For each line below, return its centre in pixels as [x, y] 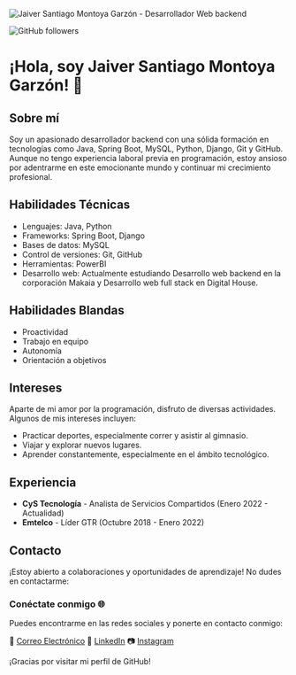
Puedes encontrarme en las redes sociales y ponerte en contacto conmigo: [146, 624]
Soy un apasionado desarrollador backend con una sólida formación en [139, 139]
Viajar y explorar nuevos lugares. [82, 445]
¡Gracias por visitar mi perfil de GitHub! [80, 662]
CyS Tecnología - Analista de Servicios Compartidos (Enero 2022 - [145, 504]
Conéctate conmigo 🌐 [57, 604]
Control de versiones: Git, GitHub [82, 254]
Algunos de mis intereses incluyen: [73, 419]
